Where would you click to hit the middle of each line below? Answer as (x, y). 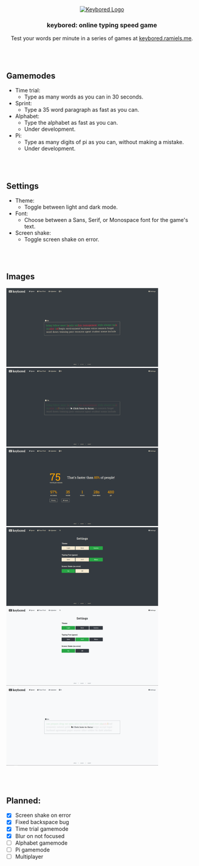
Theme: (25, 200)
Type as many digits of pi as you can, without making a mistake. (104, 142)
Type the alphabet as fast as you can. (71, 123)
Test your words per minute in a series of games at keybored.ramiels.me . (102, 38)
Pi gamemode (32, 850)
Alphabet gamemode (41, 843)
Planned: (24, 801)
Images (21, 277)
